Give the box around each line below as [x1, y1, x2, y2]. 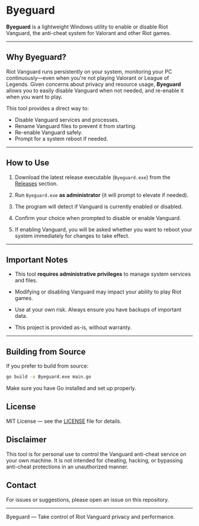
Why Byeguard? [6, 52, 67, 62]
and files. [14, 277, 37, 284]
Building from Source [6, 346, 86, 356]
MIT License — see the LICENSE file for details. [6, 417, 122, 425]
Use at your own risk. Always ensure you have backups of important [14, 306, 182, 313]
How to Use [6, 158, 50, 168]
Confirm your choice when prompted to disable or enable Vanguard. [14, 214, 182, 221]
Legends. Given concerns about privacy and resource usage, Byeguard [6, 81, 181, 88]
